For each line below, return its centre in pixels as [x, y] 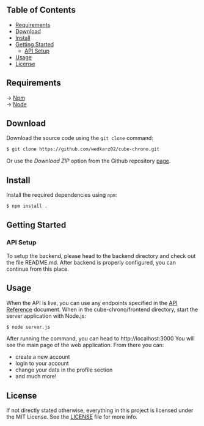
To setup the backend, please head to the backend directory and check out [101, 255]
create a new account [42, 357]
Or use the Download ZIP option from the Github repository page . [89, 161]
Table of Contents [41, 10]
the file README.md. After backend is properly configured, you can [91, 262]
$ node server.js [28, 327]
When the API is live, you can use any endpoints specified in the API [92, 303]
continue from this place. [38, 269]
